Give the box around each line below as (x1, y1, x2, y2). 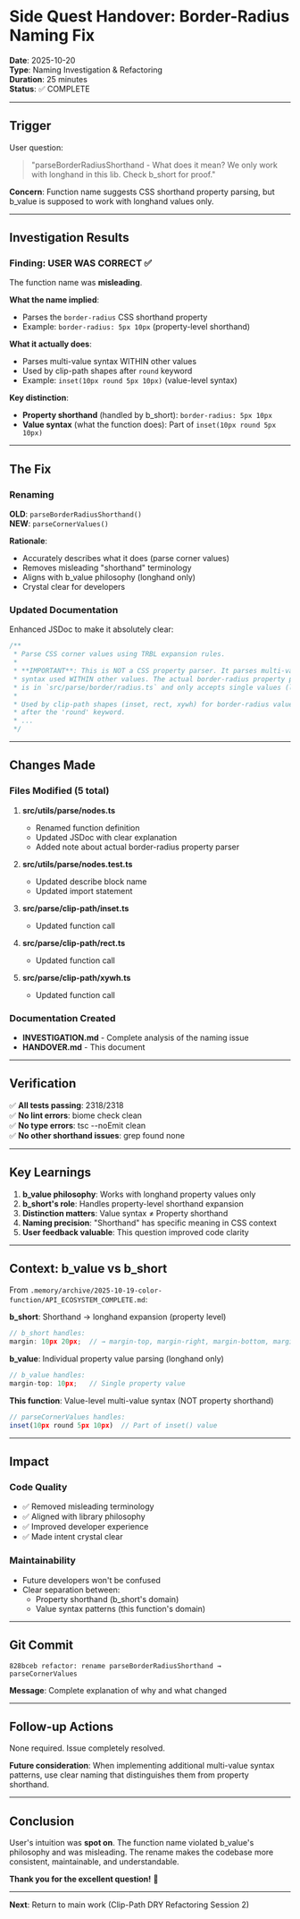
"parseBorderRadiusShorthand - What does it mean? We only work (30, 159, 279, 170)
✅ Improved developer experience (21, 1522, 149, 1532)
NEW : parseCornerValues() (9, 518, 109, 529)
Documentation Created (9, 1011, 116, 1024)
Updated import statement (35, 885, 133, 896)
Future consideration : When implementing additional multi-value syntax (9, 1761, 275, 1771)
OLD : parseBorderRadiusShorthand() (9, 508, 143, 520)
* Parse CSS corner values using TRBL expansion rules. (12, 650, 226, 659)
